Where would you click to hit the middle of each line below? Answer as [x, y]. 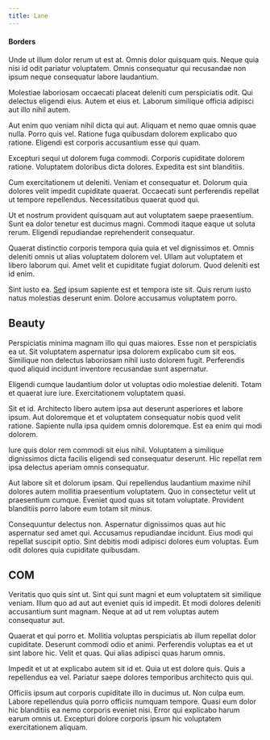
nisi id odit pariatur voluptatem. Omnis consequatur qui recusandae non [127, 68]
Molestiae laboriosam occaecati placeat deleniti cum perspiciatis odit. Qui [131, 92]
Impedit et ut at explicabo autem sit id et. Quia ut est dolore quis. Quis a [127, 669]
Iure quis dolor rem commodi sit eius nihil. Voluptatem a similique [116, 450]
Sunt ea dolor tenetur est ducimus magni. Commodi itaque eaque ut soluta [132, 224]
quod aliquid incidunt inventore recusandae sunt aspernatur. [108, 368]
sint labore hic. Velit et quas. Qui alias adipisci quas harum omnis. [117, 653]
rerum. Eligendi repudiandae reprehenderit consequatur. [102, 232]
